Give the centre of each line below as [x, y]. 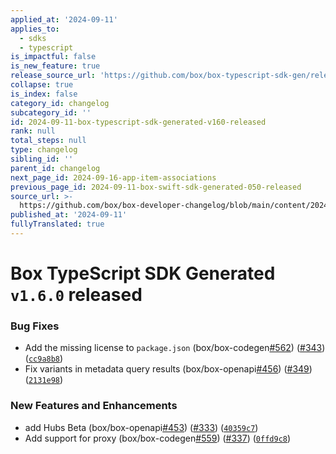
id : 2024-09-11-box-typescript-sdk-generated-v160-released [138, 122]
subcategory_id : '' [51, 112]
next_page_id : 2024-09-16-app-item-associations [113, 177]
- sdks [33, 38]
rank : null [33, 131]
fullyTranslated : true [57, 224]
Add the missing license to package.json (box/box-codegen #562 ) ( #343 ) [175, 348]
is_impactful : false [53, 57]
